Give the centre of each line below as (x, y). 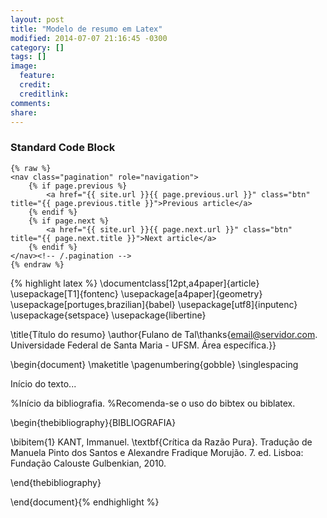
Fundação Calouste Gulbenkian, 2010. (88, 463)
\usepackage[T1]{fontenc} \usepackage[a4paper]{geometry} (136, 293)
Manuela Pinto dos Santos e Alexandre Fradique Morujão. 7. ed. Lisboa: (157, 452)
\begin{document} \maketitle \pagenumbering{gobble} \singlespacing (154, 364)
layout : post (37, 19)
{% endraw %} (37, 264)
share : (24, 112)
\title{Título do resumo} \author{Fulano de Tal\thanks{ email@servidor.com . (164, 334)
